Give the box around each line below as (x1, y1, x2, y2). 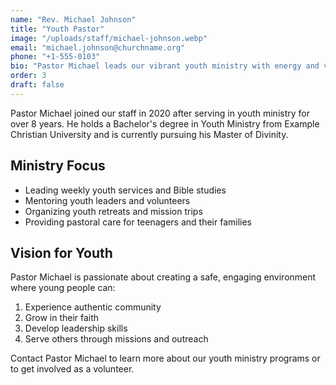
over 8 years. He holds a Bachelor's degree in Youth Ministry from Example (10, 117, 320, 130)
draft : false (10, 80, 65, 90)
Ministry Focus (10, 157, 106, 175)
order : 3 (10, 71, 47, 81)
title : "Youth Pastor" (10, 24, 105, 34)
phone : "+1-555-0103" (10, 52, 101, 62)
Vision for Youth (10, 244, 113, 261)
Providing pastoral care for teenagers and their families (24, 216, 252, 228)
